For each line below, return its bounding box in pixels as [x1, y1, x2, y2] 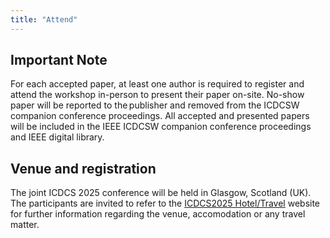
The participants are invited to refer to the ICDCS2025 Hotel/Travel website [10, 197, 321, 210]
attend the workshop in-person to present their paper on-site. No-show [10, 89, 305, 101]
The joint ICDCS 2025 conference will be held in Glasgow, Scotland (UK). [10, 187, 312, 199]
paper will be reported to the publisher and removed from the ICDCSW [10, 99, 300, 111]
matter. [10, 219, 40, 231]
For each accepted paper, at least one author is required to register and [10, 78, 305, 90]
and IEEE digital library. [10, 131, 105, 143]
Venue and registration [10, 160, 157, 177]
